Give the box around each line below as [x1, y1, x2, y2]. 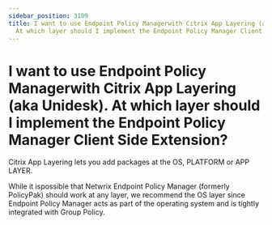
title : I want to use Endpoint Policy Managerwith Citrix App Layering [8, 19, 255, 28]
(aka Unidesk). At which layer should [8, 96, 261, 114]
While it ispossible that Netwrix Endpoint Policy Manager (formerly [8, 181, 230, 191]
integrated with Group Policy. [8, 207, 105, 217]
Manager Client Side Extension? [8, 130, 228, 149]
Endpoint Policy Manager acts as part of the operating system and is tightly [8, 199, 260, 209]
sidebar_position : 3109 [8, 11, 89, 20]
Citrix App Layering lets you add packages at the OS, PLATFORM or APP [8, 157, 249, 167]
